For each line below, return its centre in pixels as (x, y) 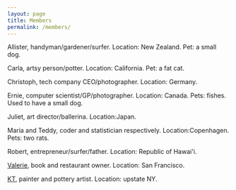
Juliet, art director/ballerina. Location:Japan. (72, 117)
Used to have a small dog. (45, 103)
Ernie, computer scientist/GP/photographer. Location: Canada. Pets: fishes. (117, 95)
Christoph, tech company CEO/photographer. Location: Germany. (102, 82)
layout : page (26, 14)
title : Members (30, 20)
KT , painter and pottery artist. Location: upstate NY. (82, 179)
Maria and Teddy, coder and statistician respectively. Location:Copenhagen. (118, 131)
